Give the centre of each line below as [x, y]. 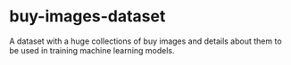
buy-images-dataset [87, 16]
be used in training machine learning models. [92, 50]
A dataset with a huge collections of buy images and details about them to [146, 41]
